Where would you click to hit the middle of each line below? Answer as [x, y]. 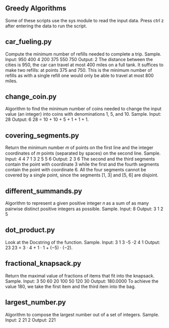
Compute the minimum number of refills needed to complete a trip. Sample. [83, 54]
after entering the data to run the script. [46, 26]
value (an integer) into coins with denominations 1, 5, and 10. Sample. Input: [83, 114]
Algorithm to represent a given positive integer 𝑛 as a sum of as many [77, 203]
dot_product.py [30, 230]
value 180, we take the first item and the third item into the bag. [70, 286]
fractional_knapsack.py [43, 264]
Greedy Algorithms [36, 8]
